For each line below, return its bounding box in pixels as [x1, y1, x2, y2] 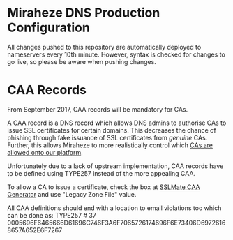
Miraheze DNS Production [7, 5, 160, 21]
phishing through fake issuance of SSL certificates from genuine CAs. [7, 133, 208, 142]
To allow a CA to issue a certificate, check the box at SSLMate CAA [7, 183, 200, 191]
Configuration [7, 20, 91, 36]
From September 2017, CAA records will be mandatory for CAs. [7, 105, 188, 113]
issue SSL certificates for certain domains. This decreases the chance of [7, 126, 216, 134]
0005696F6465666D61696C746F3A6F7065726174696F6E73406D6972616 [7, 218, 226, 227]
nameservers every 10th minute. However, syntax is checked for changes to [7, 50, 225, 59]
